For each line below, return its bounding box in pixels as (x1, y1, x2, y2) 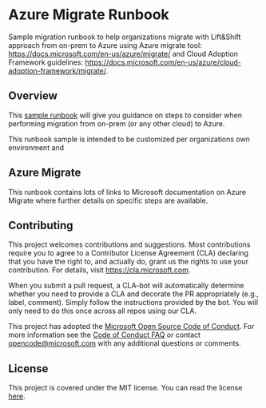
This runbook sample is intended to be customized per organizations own (8, 134, 250, 144)
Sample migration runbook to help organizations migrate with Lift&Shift (8, 32, 241, 42)
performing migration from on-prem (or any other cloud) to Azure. (8, 118, 225, 129)
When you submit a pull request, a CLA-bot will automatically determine (8, 281, 244, 291)
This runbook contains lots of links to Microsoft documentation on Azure (8, 187, 246, 196)
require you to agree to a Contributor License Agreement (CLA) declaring (8, 248, 249, 258)
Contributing (8, 218, 73, 232)
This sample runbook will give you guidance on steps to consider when (8, 110, 242, 120)
